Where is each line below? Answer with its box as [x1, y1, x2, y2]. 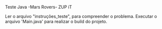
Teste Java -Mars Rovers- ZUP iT [5, 4, 72, 10]
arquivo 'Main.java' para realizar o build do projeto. [5, 19, 107, 24]
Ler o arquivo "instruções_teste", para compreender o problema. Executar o [5, 14, 157, 19]
